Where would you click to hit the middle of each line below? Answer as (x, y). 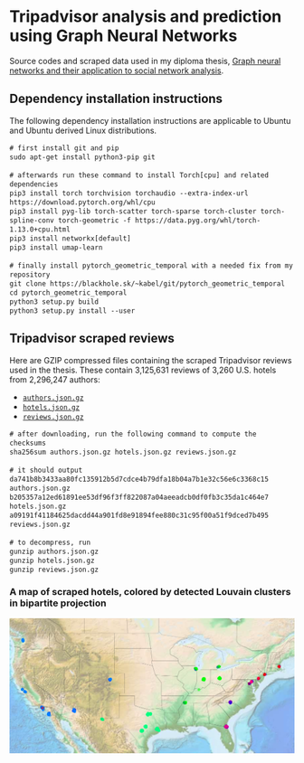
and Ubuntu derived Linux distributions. (83, 130)
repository (30, 274)
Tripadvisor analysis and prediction (146, 17)
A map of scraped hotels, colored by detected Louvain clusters (150, 592)
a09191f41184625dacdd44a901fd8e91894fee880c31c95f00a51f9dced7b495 (139, 515)
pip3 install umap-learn (56, 247)
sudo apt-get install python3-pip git (82, 157)
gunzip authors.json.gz (54, 551)
